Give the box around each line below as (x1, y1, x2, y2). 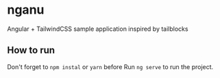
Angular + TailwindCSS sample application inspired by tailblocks (7, 25, 188, 33)
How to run (7, 44, 56, 56)
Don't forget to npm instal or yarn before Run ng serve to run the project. (7, 62, 214, 70)
